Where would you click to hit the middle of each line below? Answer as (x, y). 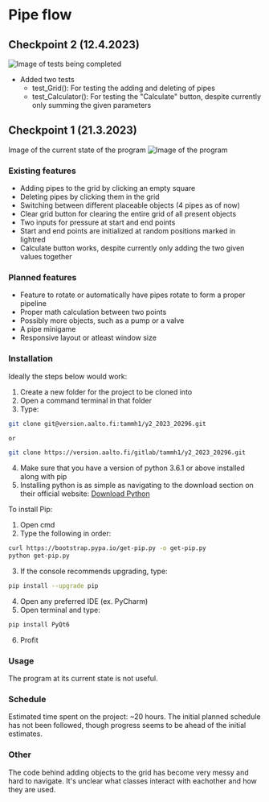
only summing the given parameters (92, 105)
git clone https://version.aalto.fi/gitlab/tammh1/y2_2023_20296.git (127, 453)
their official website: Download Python (85, 494)
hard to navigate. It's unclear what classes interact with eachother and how (132, 781)
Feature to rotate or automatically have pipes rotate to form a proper (132, 295)
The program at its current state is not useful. (83, 679)
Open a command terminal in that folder (86, 400)
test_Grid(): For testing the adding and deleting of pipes (123, 88)
